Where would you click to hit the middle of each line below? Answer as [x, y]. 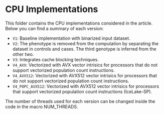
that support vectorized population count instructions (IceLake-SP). [82, 91]
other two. [23, 54]
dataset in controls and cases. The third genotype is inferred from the [84, 49]
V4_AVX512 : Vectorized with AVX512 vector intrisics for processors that [85, 75]
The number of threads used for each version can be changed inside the [80, 101]
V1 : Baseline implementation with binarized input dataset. [71, 38]
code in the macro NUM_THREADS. [42, 106]
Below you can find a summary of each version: [54, 28]
